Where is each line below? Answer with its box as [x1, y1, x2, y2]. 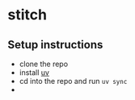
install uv [19, 68, 50, 77]
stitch [7, 6, 48, 24]
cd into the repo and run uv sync [19, 77, 128, 85]
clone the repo [19, 59, 69, 69]
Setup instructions [7, 38, 103, 52]
